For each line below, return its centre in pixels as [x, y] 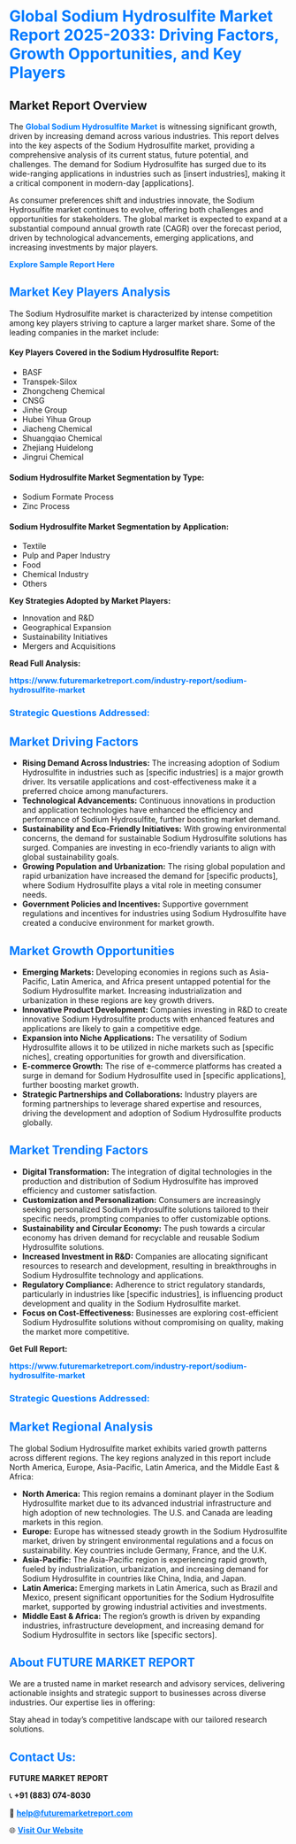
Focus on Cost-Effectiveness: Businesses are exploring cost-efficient [150, 1313]
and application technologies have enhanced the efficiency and [137, 810]
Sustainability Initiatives [65, 637]
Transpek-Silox [49, 382]
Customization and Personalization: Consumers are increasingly [141, 1200]
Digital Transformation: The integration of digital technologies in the [147, 1171]
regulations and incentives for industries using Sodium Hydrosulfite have [154, 914]
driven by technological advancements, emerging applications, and [132, 238]
